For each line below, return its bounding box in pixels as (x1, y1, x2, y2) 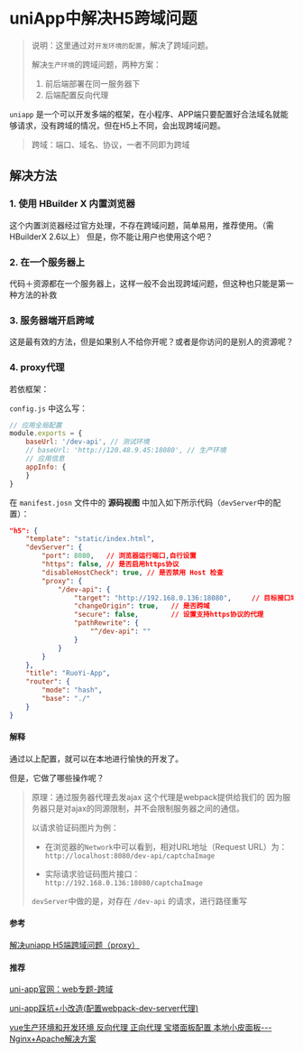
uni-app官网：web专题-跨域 (9, 983, 114, 994)
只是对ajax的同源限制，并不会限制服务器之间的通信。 (47, 803, 245, 814)
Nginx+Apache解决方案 (9, 1033, 96, 1044)
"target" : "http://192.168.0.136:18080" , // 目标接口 (73, 593, 291, 602)
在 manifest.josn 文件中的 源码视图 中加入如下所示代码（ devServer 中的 (9, 497, 273, 508)
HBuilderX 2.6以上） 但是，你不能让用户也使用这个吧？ (9, 231, 214, 242)
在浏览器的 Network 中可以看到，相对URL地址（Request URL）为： (44, 841, 288, 852)
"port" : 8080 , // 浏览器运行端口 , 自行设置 (41, 552, 197, 561)
